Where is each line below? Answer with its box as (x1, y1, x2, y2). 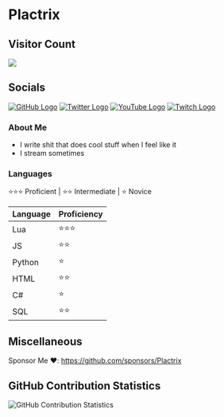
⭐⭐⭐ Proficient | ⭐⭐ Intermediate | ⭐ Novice (8, 187, 153, 197)
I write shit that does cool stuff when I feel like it (19, 140, 177, 150)
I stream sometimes (19, 149, 85, 158)
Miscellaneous (8, 334, 83, 348)
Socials (8, 81, 46, 95)
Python (12, 256, 40, 267)
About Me (8, 122, 48, 133)
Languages (8, 169, 53, 180)
